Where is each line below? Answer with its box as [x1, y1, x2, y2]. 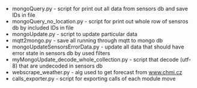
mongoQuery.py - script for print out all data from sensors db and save [11, 5, 189, 12]
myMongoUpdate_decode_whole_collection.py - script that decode [11, 56, 179, 63]
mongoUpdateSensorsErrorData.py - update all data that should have [11, 43, 184, 50]
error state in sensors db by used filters [11, 50, 110, 56]
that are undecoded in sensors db [19, 62, 103, 69]
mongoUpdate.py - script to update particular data [11, 31, 137, 38]
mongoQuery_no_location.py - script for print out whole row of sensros [11, 18, 189, 25]
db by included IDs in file [11, 24, 74, 31]
